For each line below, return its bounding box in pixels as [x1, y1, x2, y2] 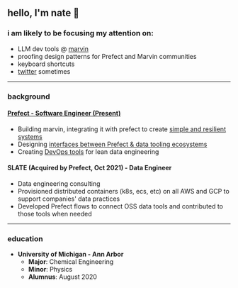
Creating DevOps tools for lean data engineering [17, 147, 159, 156]
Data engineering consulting [17, 179, 101, 188]
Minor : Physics [28, 265, 73, 274]
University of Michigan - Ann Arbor [17, 250, 124, 259]
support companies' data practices [17, 194, 120, 203]
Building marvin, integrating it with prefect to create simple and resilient [17, 125, 227, 133]
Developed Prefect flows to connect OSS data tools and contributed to [17, 202, 223, 211]
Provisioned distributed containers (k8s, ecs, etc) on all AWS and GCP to [17, 187, 230, 196]
